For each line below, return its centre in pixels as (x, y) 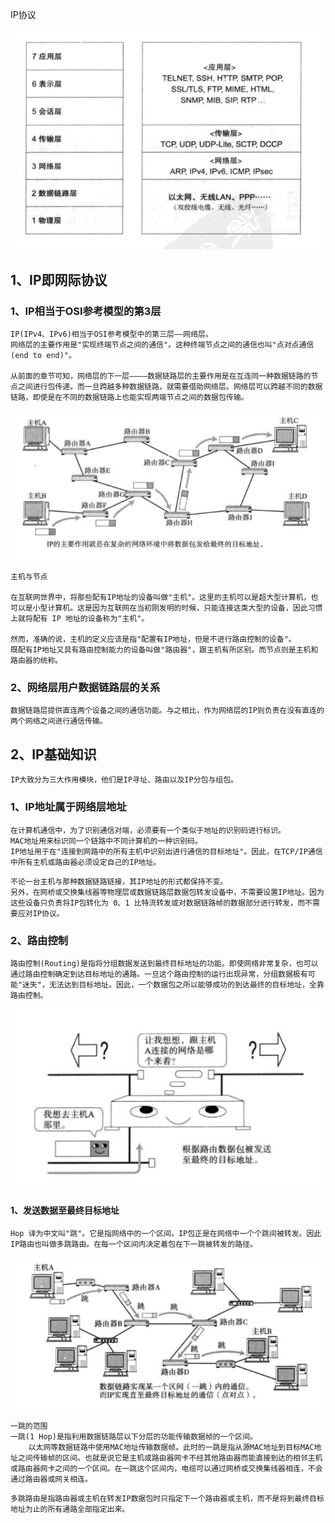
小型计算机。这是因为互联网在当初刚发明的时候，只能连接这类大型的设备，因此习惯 (177, 608)
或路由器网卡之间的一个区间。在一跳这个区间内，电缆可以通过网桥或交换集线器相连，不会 (166, 1468)
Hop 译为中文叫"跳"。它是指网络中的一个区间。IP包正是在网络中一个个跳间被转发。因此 (166, 1234)
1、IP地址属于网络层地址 (68, 807)
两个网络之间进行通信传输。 (59, 721)
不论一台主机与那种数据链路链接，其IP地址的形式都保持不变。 (119, 881)
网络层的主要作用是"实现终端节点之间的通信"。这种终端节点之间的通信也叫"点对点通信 (162, 345)
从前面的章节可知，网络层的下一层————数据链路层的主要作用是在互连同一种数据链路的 (161, 376)
